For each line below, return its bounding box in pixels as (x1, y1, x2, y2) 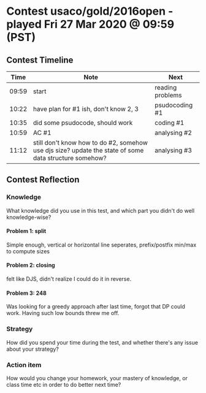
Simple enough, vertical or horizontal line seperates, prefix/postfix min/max (6, 241, 197, 248)
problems (154, 91, 182, 99)
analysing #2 (154, 129, 192, 137)
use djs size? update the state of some (32, 146, 144, 155)
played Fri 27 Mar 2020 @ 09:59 (6, 17, 175, 31)
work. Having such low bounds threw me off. (6, 310, 120, 317)
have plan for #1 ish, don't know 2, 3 (32, 105, 139, 113)
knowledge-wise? (6, 213, 51, 221)
